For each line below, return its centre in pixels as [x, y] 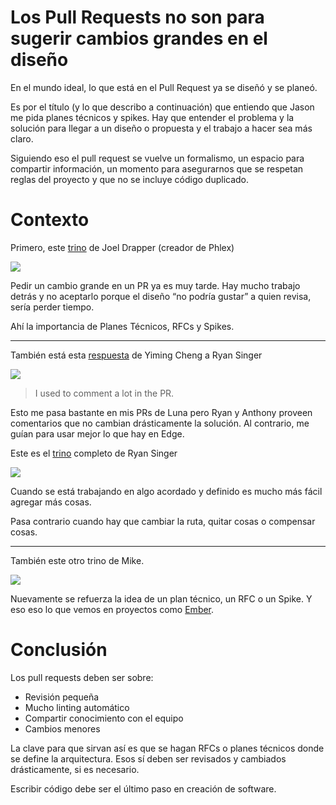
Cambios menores [62, 728]
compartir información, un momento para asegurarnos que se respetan [157, 168]
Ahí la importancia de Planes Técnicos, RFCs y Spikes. [122, 326]
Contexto [50, 220]
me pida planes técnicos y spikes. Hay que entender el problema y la [152, 117]
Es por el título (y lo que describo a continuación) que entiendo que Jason [162, 107]
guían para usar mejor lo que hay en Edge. [97, 433]
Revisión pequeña [62, 697]
